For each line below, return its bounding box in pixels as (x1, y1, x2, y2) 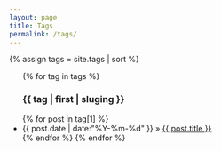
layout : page (9, 12, 58, 22)
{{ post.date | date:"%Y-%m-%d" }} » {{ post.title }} (21, 123, 212, 133)
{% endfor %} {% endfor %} (21, 132, 126, 143)
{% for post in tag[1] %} (21, 113, 109, 124)
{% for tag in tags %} (21, 71, 100, 82)
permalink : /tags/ (9, 29, 77, 38)
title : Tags (9, 21, 53, 30)
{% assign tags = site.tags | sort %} (9, 54, 140, 65)
